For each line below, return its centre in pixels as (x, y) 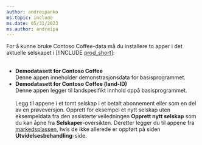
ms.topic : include (30, 18)
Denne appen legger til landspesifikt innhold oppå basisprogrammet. (101, 90)
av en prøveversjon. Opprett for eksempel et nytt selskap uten (92, 110)
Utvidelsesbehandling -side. (51, 136)
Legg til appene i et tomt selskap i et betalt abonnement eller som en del (106, 104)
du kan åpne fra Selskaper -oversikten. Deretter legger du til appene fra (105, 123)
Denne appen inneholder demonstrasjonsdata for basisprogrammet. (100, 77)
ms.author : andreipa (33, 29)
